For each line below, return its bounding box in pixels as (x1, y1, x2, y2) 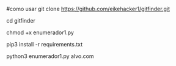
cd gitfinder (6, 17, 35, 24)
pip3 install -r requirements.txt (6, 41, 83, 48)
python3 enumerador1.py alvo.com (6, 53, 94, 60)
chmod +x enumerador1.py (6, 29, 75, 36)
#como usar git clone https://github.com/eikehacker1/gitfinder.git (6, 5, 170, 12)
